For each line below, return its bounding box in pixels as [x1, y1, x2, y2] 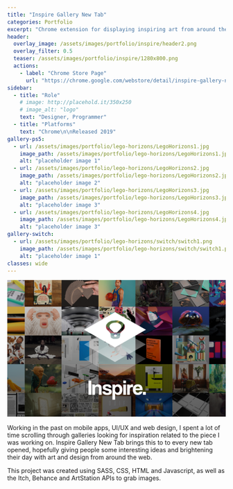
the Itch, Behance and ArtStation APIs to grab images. [7, 474, 162, 482]
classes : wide [7, 260, 49, 267]
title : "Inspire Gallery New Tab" [7, 11, 107, 18]
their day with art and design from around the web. [7, 453, 153, 461]
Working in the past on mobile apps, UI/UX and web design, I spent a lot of [7, 424, 221, 432]
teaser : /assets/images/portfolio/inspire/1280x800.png [13, 55, 178, 62]
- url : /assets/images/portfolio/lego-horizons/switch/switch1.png [13, 238, 213, 245]
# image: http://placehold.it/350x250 [19, 99, 132, 106]
